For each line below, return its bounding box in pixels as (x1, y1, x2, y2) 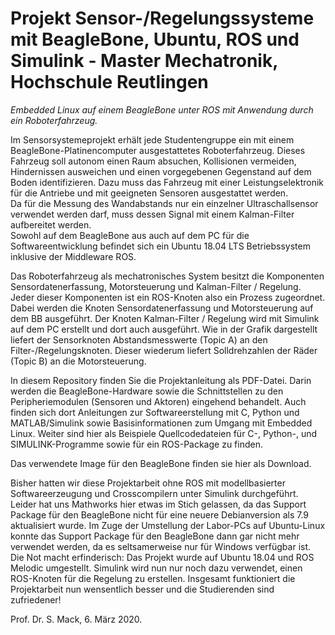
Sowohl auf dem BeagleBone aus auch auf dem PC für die (10, 229, 250, 241)
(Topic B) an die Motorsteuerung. (10, 355, 147, 367)
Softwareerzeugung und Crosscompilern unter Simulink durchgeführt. (10, 487, 299, 499)
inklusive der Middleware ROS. (10, 250, 137, 262)
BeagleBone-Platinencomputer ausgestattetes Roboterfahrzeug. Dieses (10, 144, 306, 156)
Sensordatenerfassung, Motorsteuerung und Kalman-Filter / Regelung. (10, 280, 302, 292)
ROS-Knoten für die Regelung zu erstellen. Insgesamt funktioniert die (10, 572, 296, 584)
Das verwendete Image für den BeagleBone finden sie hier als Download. (10, 457, 312, 469)
